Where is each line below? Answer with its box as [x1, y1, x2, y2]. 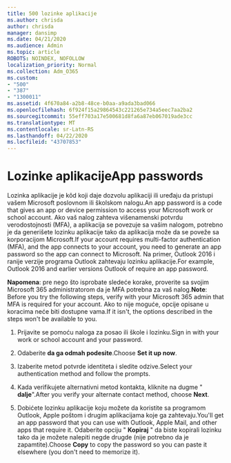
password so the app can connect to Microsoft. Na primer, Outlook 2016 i [7, 250, 216, 258]
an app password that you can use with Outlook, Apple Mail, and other [17, 419, 217, 427]
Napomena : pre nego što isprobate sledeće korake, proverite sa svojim [7, 278, 209, 287]
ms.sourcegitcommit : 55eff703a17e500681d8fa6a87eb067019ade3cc [7, 113, 193, 120]
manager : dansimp [7, 29, 57, 37]
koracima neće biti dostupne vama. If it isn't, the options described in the [7, 308, 212, 316]
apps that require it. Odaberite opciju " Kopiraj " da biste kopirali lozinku [17, 426, 222, 434]
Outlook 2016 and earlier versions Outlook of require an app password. [7, 265, 209, 273]
